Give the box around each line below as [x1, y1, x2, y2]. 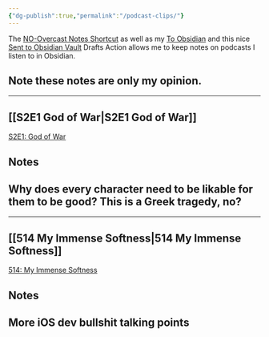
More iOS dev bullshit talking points [8, 316, 190, 330]
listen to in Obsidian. [8, 51, 76, 60]
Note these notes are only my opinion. [8, 74, 203, 88]
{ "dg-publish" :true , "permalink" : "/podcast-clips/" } [8, 11, 184, 20]
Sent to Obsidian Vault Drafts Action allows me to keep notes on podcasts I [8, 42, 255, 52]
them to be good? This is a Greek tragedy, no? [8, 195, 242, 209]
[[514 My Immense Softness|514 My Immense [8, 231, 242, 245]
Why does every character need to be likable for [8, 182, 254, 197]
